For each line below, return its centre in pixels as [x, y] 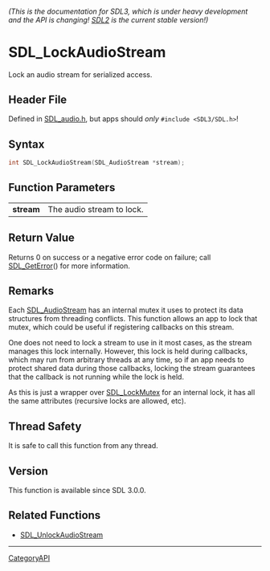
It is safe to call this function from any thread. [83, 446]
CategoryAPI [29, 557]
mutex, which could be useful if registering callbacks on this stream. [121, 327]
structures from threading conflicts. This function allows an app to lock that [133, 319]
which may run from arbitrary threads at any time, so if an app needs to [126, 360]
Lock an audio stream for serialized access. [80, 74]
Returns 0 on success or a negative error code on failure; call [110, 257]
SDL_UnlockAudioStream [61, 535]
